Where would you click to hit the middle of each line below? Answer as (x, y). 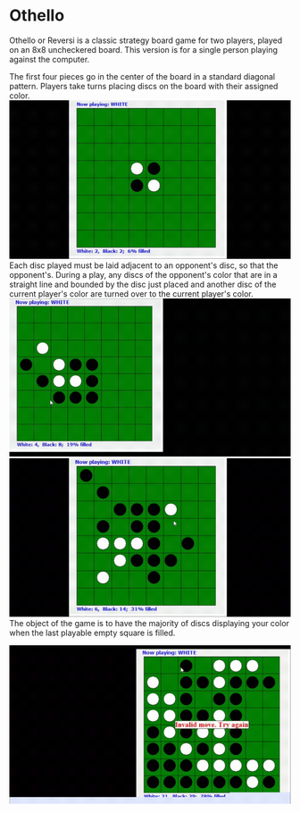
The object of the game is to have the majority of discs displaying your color (150, 623)
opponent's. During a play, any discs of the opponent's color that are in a (144, 274)
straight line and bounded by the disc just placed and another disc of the (143, 284)
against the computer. (50, 59)
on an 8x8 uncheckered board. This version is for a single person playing (144, 49)
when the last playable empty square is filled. (92, 633)
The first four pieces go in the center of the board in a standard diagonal (142, 76)
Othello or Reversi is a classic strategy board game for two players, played (146, 40)
